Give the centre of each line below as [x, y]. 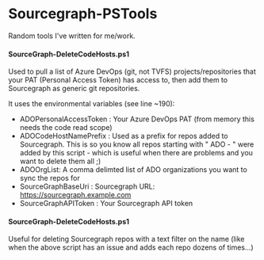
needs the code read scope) [66, 128]
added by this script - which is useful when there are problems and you [136, 153]
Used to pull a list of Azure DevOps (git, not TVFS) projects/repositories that [132, 71]
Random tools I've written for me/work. [72, 36]
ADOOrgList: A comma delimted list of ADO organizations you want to [133, 170]
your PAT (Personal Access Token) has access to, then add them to [118, 80]
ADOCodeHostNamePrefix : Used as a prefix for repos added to [124, 136]
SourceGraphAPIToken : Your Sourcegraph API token [106, 204]
